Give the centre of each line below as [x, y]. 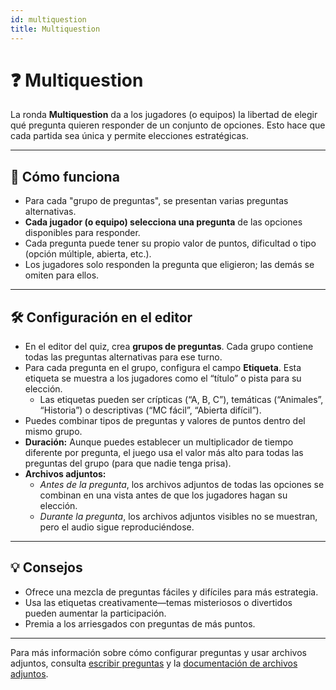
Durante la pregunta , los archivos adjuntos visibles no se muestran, [178, 517]
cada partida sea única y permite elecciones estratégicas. [129, 136]
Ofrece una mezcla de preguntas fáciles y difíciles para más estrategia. [171, 592]
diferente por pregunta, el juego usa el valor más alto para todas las [164, 453]
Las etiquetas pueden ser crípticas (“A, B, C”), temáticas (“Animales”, [181, 400]
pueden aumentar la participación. [95, 613]
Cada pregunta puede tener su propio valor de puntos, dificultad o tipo [170, 243]
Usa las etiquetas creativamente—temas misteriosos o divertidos [158, 602]
